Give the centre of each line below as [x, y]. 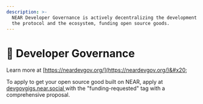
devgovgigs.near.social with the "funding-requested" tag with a [86, 88]
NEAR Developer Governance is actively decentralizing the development [105, 18]
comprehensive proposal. [38, 95]
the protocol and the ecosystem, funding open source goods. [91, 23]
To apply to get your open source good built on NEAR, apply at [84, 82]
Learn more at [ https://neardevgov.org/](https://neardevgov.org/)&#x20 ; [97, 70]
